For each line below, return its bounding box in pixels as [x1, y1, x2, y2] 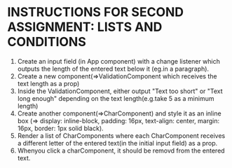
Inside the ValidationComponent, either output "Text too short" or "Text [17, 87, 223, 95]
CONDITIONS [7, 34, 86, 50]
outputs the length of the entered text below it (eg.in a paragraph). [17, 64, 209, 73]
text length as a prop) [17, 79, 80, 87]
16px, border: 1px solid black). [17, 124, 104, 132]
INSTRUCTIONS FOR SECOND [7, 4, 184, 20]
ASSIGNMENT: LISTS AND [7, 19, 163, 35]
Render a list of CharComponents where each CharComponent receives [17, 131, 226, 140]
